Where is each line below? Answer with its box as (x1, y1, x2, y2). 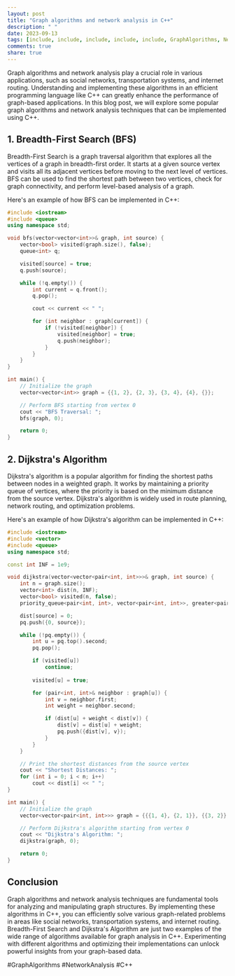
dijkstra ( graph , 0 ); (20, 838, 80, 845)
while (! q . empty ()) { (20, 280, 83, 287)
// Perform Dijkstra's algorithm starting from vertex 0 (20, 825, 190, 832)
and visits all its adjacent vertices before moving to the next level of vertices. (7, 167, 228, 175)
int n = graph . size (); (20, 580, 86, 587)
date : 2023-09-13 (7, 29, 58, 37)
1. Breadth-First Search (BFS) (7, 134, 137, 146)
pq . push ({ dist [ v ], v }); (57, 728, 127, 735)
